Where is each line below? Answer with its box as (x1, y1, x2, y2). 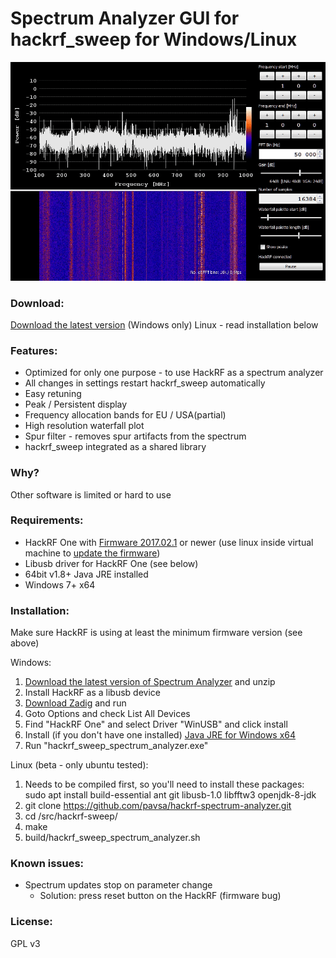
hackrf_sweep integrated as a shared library (24, 441, 207, 453)
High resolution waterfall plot (24, 420, 145, 432)
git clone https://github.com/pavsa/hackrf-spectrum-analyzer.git (24, 800, 292, 812)
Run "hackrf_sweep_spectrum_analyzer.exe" (24, 740, 209, 752)
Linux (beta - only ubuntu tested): (10, 759, 149, 771)
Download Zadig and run (24, 697, 127, 709)
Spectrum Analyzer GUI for (10, 7, 240, 30)
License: (10, 915, 53, 929)
